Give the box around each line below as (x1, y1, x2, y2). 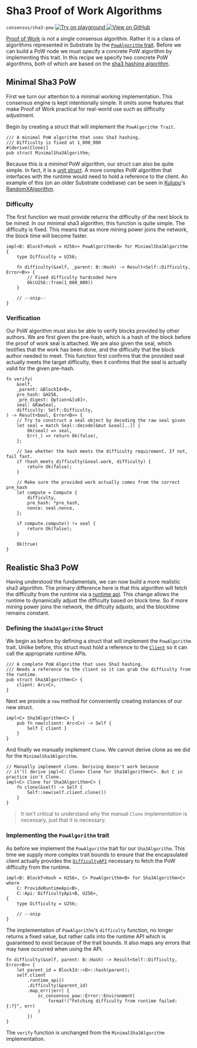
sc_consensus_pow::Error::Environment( (37, 993, 135, 998)
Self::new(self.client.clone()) (27, 790, 107, 796)
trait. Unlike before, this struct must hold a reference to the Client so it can (6, 644, 188, 651)
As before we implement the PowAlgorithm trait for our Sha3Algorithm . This (6, 845, 185, 852)
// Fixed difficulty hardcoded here (27, 275, 117, 281)
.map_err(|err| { (27, 987, 69, 994)
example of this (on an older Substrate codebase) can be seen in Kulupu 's (6, 179, 186, 186)
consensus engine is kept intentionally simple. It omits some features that (6, 99, 184, 106)
